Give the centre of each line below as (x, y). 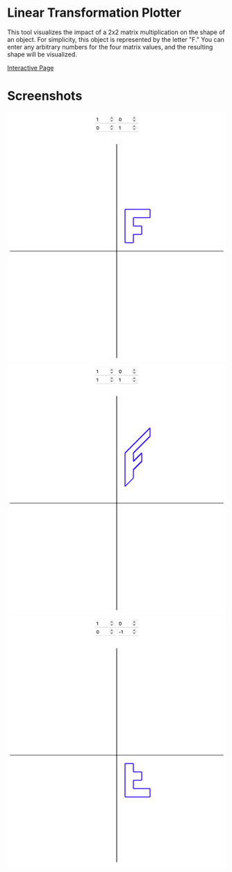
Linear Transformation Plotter (94, 13)
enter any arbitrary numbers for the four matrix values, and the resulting (110, 47)
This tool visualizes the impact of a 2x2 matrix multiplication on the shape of (116, 32)
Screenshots (45, 96)
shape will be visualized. (42, 54)
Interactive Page (31, 68)
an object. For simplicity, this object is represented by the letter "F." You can (116, 39)
